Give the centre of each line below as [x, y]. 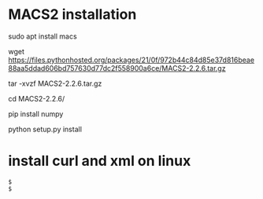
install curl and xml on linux [100, 161]
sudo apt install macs [43, 36]
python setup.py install [45, 129]
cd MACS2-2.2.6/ [37, 98]
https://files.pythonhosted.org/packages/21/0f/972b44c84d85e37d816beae [131, 60]
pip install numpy [36, 114]
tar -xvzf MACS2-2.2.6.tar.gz [55, 83]
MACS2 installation [72, 15]
